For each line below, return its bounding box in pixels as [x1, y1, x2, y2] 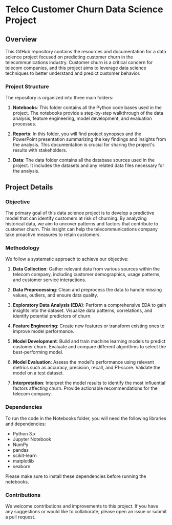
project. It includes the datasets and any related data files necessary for [12, 162, 165, 169]
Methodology [5, 244, 40, 251]
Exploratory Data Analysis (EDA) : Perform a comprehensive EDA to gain [12, 302, 166, 308]
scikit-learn [12, 452, 37, 458]
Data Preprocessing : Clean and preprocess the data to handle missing [12, 287, 162, 293]
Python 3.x [12, 430, 36, 436]
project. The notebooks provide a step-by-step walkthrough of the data [12, 110, 164, 116]
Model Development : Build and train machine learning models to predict [12, 338, 166, 344]
